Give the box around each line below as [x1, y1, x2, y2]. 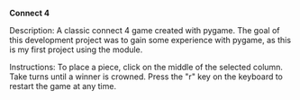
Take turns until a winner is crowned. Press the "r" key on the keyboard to [9, 71, 284, 82]
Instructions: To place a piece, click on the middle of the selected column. [9, 62, 284, 72]
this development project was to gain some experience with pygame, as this [9, 35, 291, 45]
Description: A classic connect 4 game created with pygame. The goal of [9, 25, 280, 35]
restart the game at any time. [9, 81, 117, 91]
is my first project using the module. [9, 44, 143, 55]
